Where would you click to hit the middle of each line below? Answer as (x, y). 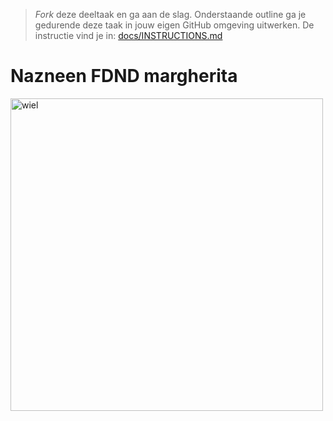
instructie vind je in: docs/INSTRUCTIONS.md (128, 35)
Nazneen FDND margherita (124, 76)
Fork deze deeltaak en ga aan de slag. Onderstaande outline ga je (170, 14)
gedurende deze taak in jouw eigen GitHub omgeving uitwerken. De (174, 25)
